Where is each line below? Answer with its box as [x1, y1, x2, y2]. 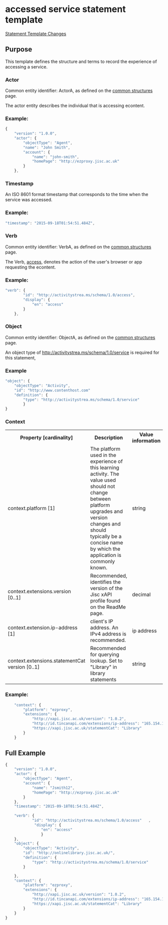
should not [89, 483, 115, 490]
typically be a [89, 533, 121, 540]
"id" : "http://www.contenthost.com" [14, 387, 91, 393]
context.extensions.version [7, 588, 71, 595]
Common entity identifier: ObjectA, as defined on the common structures [5, 334, 155, 340]
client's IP [89, 618, 113, 625]
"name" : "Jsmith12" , [31, 785, 75, 790]
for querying [89, 651, 119, 658]
